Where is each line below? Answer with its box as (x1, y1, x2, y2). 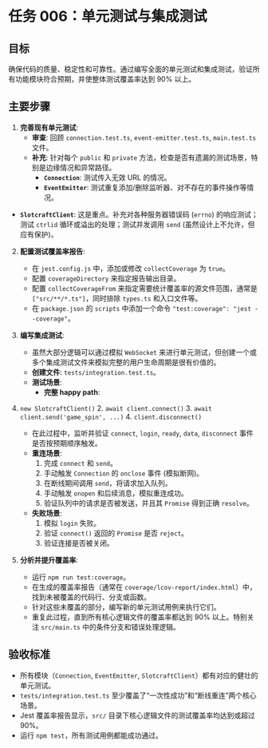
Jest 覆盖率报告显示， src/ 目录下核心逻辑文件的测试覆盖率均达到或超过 (19, 710, 255, 720)
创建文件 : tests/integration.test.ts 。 (31, 367, 161, 376)
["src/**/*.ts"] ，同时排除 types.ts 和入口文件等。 (31, 293, 203, 303)
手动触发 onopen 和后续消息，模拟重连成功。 (43, 488, 189, 498)
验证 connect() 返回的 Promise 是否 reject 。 (43, 528, 189, 538)
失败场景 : (31, 508, 62, 518)
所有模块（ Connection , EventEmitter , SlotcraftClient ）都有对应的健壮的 (19, 670, 258, 680)
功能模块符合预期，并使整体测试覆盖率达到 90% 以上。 (14, 74, 196, 84)
